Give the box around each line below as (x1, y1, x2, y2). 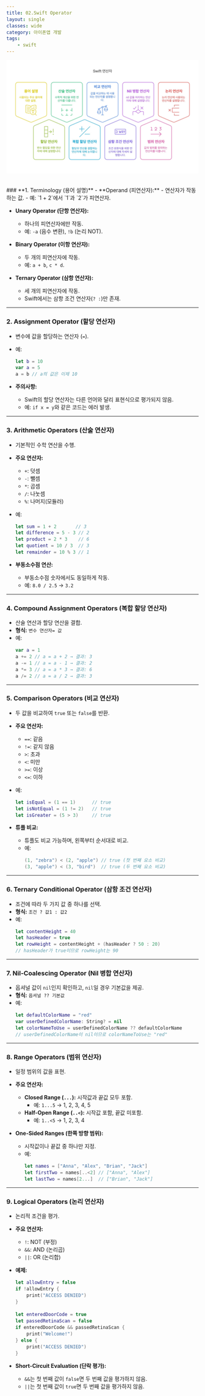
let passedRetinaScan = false (15, 1318, 93, 1324)
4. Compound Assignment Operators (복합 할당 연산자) (6, 604, 167, 613)
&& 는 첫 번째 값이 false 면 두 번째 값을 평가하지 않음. (24, 1375, 148, 1382)
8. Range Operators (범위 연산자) (6, 1052, 102, 1061)
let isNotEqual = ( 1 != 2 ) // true (15, 805, 112, 811)
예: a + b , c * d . (24, 261, 65, 268)
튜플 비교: (15, 824, 38, 831)
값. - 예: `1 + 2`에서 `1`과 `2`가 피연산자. (17, 194, 111, 201)
